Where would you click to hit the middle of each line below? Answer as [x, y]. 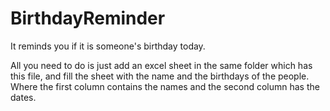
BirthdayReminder [88, 18]
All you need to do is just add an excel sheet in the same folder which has [161, 65]
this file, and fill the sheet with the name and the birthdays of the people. [160, 76]
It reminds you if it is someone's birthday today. [108, 46]
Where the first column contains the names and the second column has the [165, 86]
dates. [23, 97]
